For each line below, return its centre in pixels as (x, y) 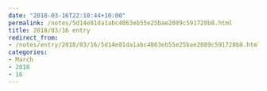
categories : (28, 52)
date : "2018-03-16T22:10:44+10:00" (67, 15)
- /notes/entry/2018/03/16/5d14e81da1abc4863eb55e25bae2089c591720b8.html (135, 45)
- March (21, 60)
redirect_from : (33, 38)
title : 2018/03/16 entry (49, 30)
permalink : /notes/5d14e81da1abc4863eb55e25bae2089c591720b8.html (120, 23)
